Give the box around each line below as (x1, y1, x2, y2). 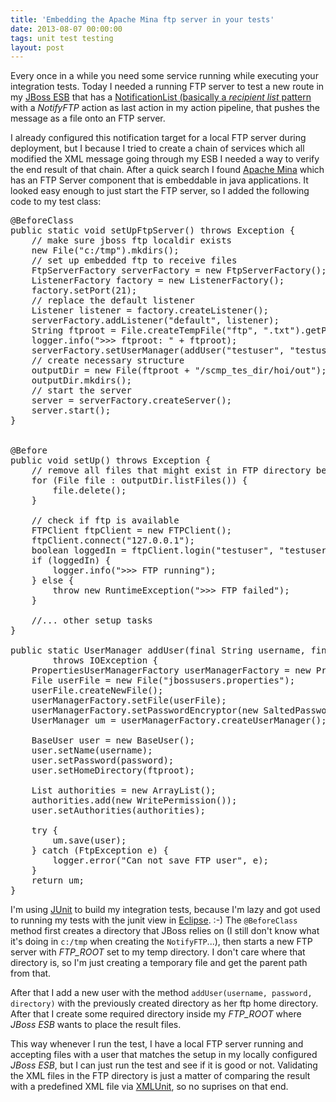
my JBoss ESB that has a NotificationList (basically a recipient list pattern (10, 91, 312, 103)
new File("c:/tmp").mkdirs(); (31, 245, 180, 256)
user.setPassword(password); (31, 755, 175, 766)
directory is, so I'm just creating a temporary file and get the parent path (10, 957, 308, 969)
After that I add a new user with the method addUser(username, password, (10, 987, 313, 999)
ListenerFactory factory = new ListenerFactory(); (31, 275, 285, 286)
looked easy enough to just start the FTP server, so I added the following (10, 185, 310, 197)
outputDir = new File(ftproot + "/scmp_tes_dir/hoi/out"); (31, 365, 327, 376)
